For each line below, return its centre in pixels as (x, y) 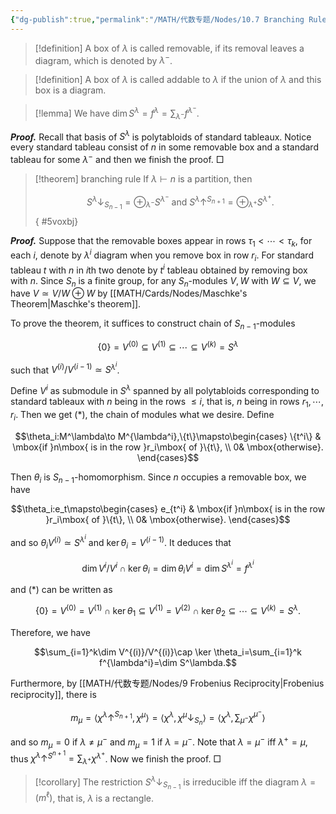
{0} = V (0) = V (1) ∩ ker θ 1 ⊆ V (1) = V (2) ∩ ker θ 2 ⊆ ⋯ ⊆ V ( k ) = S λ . (168, 611)
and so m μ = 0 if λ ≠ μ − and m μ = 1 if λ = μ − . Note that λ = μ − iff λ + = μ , (159, 742)
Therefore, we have (51, 632)
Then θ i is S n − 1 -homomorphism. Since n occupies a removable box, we (158, 478)
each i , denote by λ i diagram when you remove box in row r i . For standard (162, 255)
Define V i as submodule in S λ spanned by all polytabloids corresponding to (165, 389)
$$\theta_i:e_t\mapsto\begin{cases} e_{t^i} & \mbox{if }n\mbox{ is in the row (168, 509)
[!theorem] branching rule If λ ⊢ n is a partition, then (143, 178)
